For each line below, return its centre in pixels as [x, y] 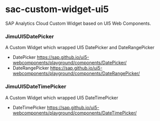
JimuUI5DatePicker [30, 36]
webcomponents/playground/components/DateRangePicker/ [76, 73]
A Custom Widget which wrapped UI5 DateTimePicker [62, 98]
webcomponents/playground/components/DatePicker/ [70, 63]
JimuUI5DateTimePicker [36, 87]
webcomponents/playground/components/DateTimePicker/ [75, 113]
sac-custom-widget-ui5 [57, 9]
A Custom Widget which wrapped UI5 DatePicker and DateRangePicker [80, 48]
